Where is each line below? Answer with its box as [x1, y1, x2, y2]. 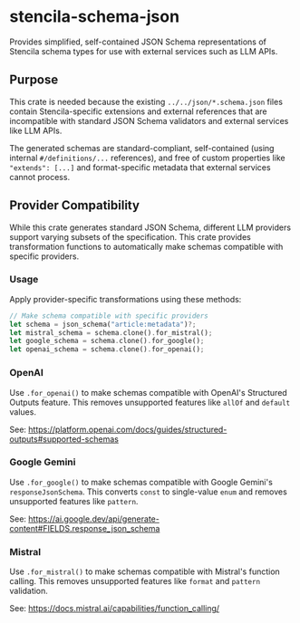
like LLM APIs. [9, 125, 63, 136]
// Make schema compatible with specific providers [9, 311, 208, 321]
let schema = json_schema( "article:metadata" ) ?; [9, 320, 197, 329]
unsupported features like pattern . [9, 495, 139, 506]
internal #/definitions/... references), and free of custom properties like [9, 152, 285, 163]
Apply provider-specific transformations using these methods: [9, 293, 242, 304]
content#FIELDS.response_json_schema [9, 522, 160, 533]
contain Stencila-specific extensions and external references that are [9, 106, 267, 117]
